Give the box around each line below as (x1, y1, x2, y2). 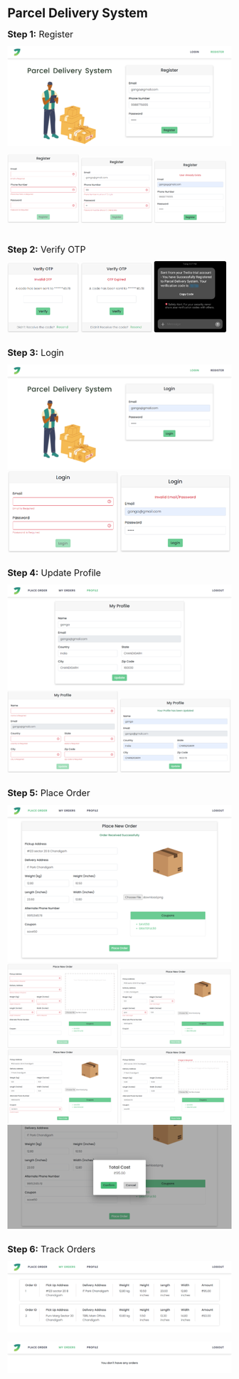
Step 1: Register (7, 28, 73, 40)
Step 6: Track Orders (7, 1243, 96, 1255)
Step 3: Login (7, 347, 64, 359)
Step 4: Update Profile (7, 567, 102, 579)
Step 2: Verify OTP (7, 244, 87, 255)
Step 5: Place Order (7, 787, 90, 798)
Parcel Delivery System (7, 5, 148, 21)
